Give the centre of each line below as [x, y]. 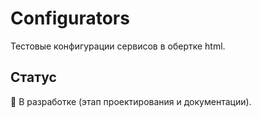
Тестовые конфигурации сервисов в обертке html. [118, 46]
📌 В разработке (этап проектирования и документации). [131, 101]
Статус [33, 77]
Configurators [70, 18]
